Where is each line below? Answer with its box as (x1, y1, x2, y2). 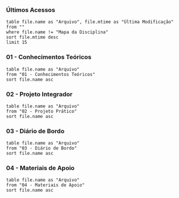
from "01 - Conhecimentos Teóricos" (6, 71, 95, 77)
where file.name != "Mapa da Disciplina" (6, 29, 109, 35)
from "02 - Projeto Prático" (6, 108, 77, 114)
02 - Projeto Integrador (6, 90, 73, 98)
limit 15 (6, 40, 27, 46)
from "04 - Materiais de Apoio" (6, 182, 85, 188)
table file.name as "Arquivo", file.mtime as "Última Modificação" (6, 19, 174, 25)
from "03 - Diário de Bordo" (6, 145, 77, 151)
